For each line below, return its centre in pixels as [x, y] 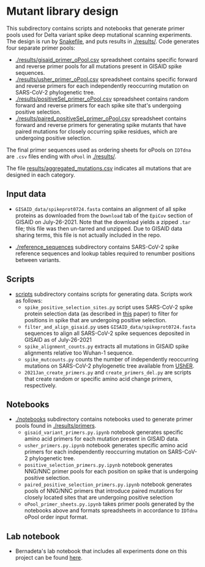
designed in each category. [41, 175]
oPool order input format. [56, 517]
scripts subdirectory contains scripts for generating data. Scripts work [104, 294]
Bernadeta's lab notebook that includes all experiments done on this [101, 551]
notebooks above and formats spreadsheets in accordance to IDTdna [111, 511]
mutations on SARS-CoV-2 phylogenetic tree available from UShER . [109, 366]
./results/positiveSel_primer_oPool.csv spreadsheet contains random [102, 99]
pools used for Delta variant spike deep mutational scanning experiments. [99, 34]
